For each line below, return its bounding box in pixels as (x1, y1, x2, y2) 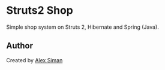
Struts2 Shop (6, 4, 74, 17)
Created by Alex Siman (6, 56, 63, 63)
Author (6, 41, 33, 51)
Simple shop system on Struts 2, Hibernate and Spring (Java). (6, 23, 159, 31)
